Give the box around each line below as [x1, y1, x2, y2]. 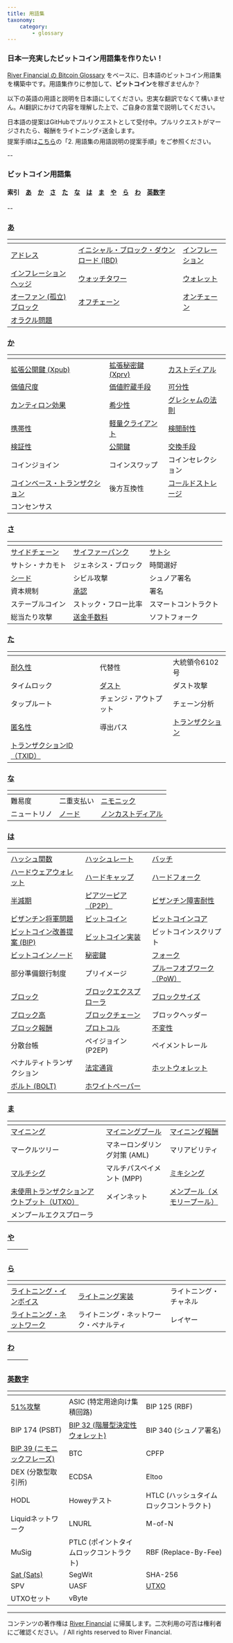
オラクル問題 [10, 315, 53, 325]
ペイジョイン [85, 1036, 127, 1046]
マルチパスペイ [105, 1163, 155, 1173]
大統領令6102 [173, 657, 219, 666]
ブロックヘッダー [151, 1010, 208, 1020]
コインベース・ [10, 479, 60, 488]
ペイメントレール [151, 1041, 208, 1051]
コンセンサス [10, 502, 53, 512]
